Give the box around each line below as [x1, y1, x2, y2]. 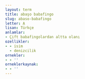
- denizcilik [9, 48, 36, 53]
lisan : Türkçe [5, 26, 34, 30]
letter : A [5, 21, 26, 26]
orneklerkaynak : [5, 62, 38, 67]
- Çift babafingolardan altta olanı [5, 35, 80, 40]
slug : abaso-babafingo [5, 16, 52, 21]
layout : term [5, 7, 32, 12]
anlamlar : [5, 30, 26, 35]
